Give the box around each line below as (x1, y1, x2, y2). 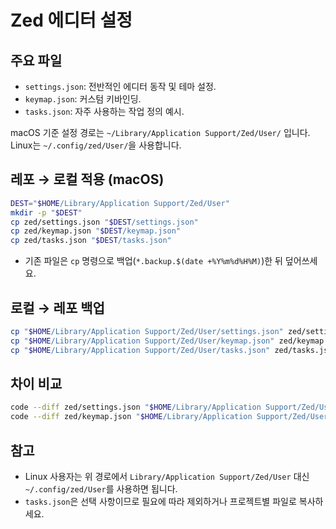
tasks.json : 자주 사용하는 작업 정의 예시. (24, 106, 185, 117)
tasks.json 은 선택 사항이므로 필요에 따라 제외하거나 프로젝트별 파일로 (24, 496, 297, 507)
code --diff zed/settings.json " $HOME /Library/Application (10, 402, 262, 413)
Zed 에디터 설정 (10, 9, 133, 32)
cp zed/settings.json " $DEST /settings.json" (10, 217, 199, 227)
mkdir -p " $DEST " (10, 207, 83, 218)
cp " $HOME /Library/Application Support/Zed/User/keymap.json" (10, 336, 275, 346)
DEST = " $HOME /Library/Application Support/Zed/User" (10, 198, 230, 208)
